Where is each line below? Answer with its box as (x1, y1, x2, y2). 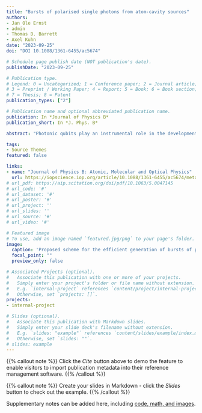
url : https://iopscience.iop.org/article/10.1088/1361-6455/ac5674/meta (11, 174, 198, 180)
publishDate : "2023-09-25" (6, 64, 74, 70)
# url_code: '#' (6, 186, 47, 192)
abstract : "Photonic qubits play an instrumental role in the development (6, 130, 198, 136)
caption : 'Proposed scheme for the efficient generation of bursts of (11, 247, 192, 253)
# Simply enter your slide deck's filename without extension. (6, 324, 173, 331)
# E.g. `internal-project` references (6, 286, 109, 292)
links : (6, 164, 23, 170)
